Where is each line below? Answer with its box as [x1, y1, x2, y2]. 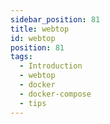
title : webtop [10, 24, 70, 34]
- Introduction [19, 61, 83, 71]
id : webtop [10, 33, 56, 43]
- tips [19, 98, 47, 108]
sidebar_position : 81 [10, 14, 101, 25]
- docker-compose [19, 89, 92, 99]
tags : [10, 52, 33, 62]
